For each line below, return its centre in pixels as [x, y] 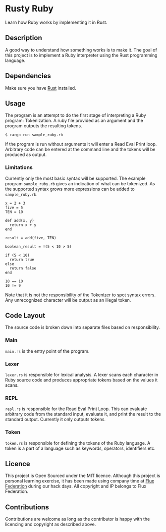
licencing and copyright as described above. [51, 524]
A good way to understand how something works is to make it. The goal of [81, 50]
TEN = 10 [14, 212]
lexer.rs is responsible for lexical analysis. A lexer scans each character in [82, 375]
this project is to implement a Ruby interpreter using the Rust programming [81, 55]
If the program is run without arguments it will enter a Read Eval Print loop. [81, 144]
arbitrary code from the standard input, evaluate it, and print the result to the [83, 414]
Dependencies [28, 76]
